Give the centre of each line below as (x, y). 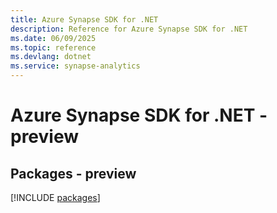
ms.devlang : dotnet (51, 57)
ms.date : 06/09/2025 (53, 38)
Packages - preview (73, 173)
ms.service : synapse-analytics (75, 66)
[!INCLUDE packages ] (55, 197)
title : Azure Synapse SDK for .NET (84, 19)
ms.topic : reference (53, 47)
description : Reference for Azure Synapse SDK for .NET (129, 29)
